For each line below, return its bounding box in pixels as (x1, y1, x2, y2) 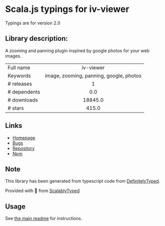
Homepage (12, 134, 36, 140)
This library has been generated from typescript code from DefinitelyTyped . (5, 178, 161, 184)
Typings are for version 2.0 (5, 20, 61, 26)
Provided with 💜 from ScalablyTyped (5, 188, 80, 194)
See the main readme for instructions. (5, 216, 82, 222)
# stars (7, 105, 24, 112)
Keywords (7, 72, 31, 79)
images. (5, 53, 21, 59)
